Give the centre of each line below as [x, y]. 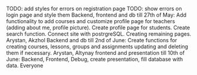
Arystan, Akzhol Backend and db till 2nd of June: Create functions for [92, 40]
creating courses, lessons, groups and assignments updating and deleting [97, 46]
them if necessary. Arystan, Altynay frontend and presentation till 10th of [96, 53]
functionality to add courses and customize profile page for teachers [91, 21]
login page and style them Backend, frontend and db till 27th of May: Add [96, 15]
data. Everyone [25, 65]
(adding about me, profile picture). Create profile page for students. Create [98, 27]
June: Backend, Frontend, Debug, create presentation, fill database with [95, 59]
